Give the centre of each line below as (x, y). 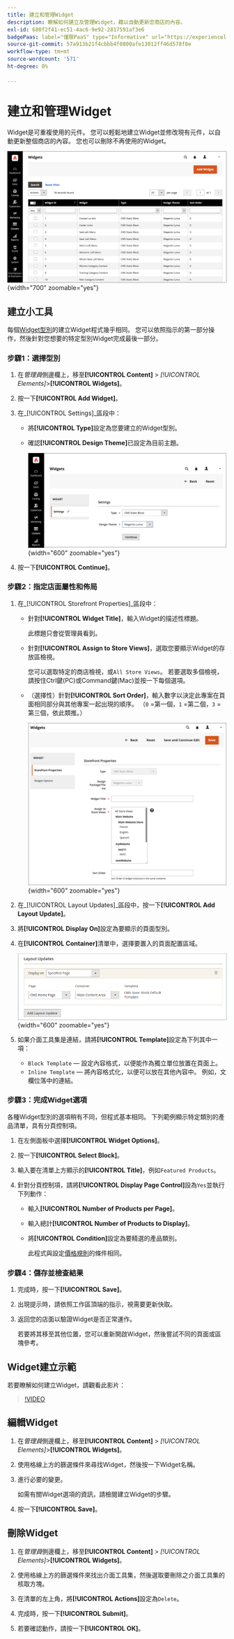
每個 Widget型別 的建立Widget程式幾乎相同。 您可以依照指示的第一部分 (108, 330)
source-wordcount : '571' (43, 59)
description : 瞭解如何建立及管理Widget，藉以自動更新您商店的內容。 (96, 22)
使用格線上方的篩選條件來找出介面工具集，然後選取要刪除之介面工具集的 (121, 1575)
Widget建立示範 (42, 1367)
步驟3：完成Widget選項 (47, 1100)
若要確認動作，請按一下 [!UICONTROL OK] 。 (81, 1628)
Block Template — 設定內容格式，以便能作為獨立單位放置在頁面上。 (124, 1063)
